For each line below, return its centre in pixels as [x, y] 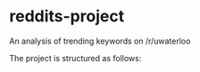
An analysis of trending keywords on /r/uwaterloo [100, 41]
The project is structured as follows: [75, 58]
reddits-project [67, 16]
